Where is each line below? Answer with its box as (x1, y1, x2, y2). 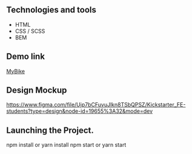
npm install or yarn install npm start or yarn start (6, 141, 127, 149)
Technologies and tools (6, 5, 97, 15)
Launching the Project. (6, 125, 94, 135)
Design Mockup (6, 85, 67, 96)
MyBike (6, 67, 25, 75)
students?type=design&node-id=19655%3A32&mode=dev (6, 107, 153, 115)
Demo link (6, 52, 45, 62)
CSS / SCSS (15, 27, 45, 35)
